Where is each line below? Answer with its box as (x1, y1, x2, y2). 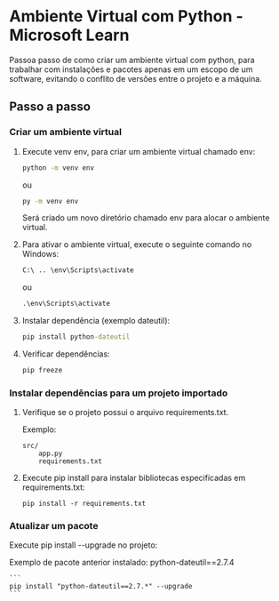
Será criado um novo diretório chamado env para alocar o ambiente (21, 212, 270, 223)
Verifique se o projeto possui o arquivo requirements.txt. (21, 407, 229, 418)
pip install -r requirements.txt (21, 500, 147, 509)
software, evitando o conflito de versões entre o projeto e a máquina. (9, 73, 262, 84)
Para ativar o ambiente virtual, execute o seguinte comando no (21, 239, 252, 250)
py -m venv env (21, 196, 79, 205)
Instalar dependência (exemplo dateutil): (21, 316, 171, 326)
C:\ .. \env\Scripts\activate (21, 266, 135, 275)
